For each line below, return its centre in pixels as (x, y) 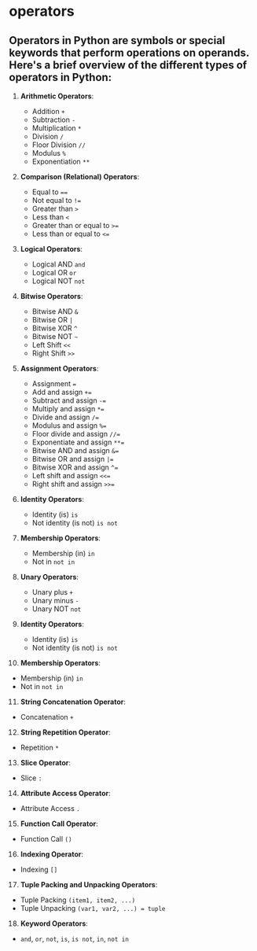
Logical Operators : (51, 249)
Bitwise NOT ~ (55, 336)
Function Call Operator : (59, 824)
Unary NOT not (57, 609)
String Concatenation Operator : (73, 702)
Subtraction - (53, 120)
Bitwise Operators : (51, 296)
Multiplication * (57, 128)
